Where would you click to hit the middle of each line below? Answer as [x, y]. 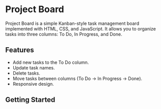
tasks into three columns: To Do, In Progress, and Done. [64, 34]
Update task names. [34, 67]
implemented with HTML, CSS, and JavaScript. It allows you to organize [81, 28]
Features [20, 50]
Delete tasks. [26, 73]
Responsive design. [33, 84]
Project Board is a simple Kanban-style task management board [72, 23]
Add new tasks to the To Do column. [51, 62]
